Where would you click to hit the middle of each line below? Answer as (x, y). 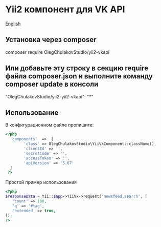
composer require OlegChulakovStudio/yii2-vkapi (57, 52)
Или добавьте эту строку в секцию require (77, 68)
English (13, 24)
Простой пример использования (41, 182)
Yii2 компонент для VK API (65, 9)
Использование (32, 112)
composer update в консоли (52, 84)
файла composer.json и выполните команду (79, 76)
